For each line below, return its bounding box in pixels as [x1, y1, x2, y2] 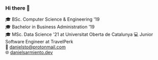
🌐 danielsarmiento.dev [5, 49, 53, 55]
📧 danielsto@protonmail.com [5, 44, 66, 50]
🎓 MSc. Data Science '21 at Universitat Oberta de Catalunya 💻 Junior [5, 31, 153, 37]
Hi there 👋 [5, 5, 31, 12]
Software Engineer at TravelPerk [5, 39, 73, 45]
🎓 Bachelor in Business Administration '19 [5, 24, 95, 30]
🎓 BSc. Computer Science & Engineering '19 [5, 16, 100, 22]
